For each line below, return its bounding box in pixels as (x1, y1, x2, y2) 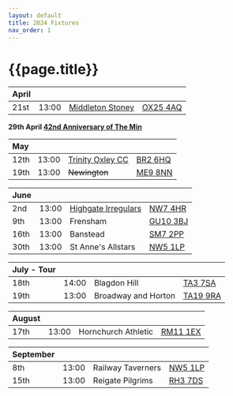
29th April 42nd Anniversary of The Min (8, 122, 142, 132)
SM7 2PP (148, 229, 184, 240)
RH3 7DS (168, 375, 204, 387)
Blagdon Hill (93, 278, 139, 289)
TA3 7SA (182, 278, 216, 289)
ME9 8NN (136, 167, 173, 178)
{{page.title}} (8, 60, 99, 78)
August (12, 313, 41, 324)
